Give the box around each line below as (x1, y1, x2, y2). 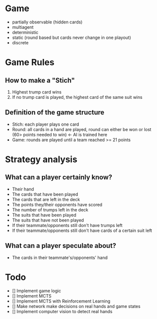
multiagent (12, 24, 34, 30)
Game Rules (5, 57, 54, 68)
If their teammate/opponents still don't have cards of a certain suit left (12, 227, 152, 233)
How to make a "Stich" (5, 76, 75, 84)
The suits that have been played (12, 212, 76, 218)
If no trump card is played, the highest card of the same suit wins (12, 94, 142, 100)
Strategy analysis (5, 154, 78, 165)
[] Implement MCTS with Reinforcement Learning (12, 298, 111, 304)
